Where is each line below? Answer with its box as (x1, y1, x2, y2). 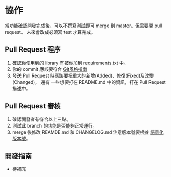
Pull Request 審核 (5, 102, 61, 110)
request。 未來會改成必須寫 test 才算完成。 (5, 29, 96, 35)
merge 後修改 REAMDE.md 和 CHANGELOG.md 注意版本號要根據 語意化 (12, 129, 164, 135)
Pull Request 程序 (5, 45, 61, 54)
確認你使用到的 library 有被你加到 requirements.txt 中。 (12, 60, 129, 66)
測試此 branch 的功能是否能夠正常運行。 (12, 122, 97, 129)
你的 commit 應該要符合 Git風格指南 (12, 66, 88, 72)
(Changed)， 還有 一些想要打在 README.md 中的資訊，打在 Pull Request (12, 79, 166, 85)
